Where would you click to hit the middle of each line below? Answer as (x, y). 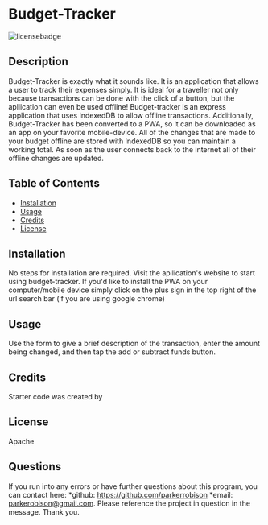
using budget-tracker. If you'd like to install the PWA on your (108, 282)
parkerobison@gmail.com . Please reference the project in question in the (130, 503)
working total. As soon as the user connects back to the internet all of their (132, 149)
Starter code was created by (56, 397)
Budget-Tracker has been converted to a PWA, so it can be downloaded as (132, 124)
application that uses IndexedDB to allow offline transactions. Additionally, (131, 115)
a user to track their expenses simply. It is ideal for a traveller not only (124, 89)
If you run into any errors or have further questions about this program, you (133, 486)
